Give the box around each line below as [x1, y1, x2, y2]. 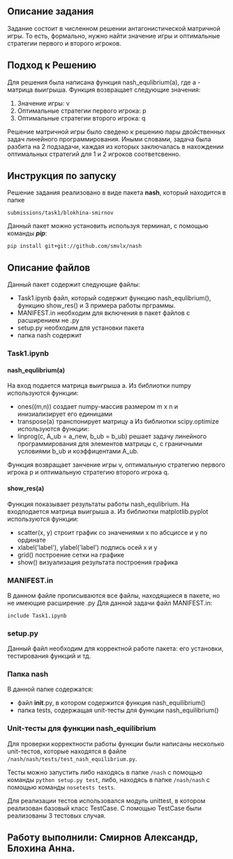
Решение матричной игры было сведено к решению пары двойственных [7, 127, 225, 136]
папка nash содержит [17, 331, 82, 340]
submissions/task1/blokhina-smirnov [7, 209, 114, 216]
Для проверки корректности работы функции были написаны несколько [7, 739, 225, 748]
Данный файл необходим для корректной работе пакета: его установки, [7, 644, 224, 653]
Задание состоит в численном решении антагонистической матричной [7, 24, 221, 32]
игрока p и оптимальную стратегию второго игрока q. [7, 468, 170, 477]
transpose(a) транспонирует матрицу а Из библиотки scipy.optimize [17, 417, 220, 426]
